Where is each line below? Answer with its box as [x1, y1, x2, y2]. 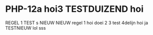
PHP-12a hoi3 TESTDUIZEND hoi [5, 3, 144, 15]
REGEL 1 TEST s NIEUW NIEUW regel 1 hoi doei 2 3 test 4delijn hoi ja [5, 20, 148, 26]
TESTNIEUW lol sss [5, 25, 46, 31]
